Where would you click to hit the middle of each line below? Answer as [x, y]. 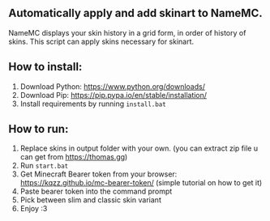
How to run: [39, 129]
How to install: [45, 67]
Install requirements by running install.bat [93, 104]
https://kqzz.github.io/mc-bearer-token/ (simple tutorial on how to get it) [141, 183]
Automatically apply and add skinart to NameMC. [135, 13]
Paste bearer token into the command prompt [96, 191]
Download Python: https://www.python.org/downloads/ [112, 86]
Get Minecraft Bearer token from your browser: [99, 174]
